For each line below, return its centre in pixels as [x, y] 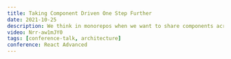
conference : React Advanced [47, 45]
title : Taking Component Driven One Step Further [80, 13]
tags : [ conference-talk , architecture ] [64, 39]
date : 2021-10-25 [32, 20]
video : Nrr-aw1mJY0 [35, 32]
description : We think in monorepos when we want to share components [110, 26]
